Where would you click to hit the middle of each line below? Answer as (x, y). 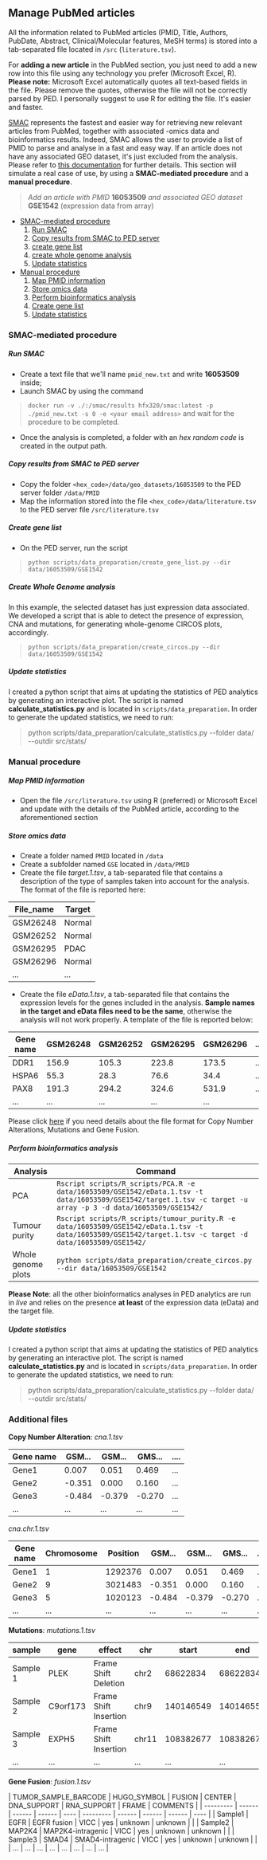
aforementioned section (59, 818)
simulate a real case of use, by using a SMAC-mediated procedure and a (128, 173)
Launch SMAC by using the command (81, 390)
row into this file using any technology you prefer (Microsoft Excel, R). (122, 73)
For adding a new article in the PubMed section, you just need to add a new (133, 65)
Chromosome (71, 1553)
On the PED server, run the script (74, 547)
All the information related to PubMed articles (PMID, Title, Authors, (118, 32)
